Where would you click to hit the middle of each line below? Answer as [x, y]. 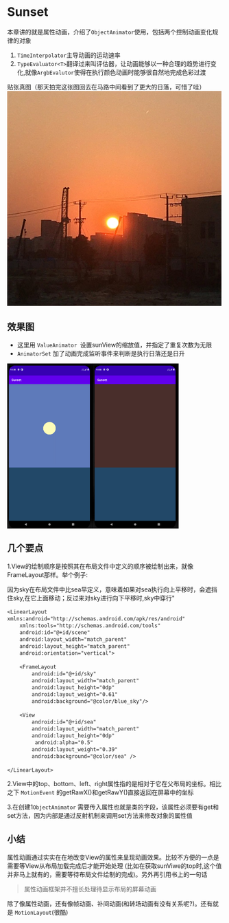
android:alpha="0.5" [64, 742]
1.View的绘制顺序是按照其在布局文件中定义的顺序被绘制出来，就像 [100, 566]
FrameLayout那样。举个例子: [47, 574]
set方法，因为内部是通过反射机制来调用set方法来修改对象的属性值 [100, 815]
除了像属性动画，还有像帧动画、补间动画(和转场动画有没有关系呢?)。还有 [110, 903]
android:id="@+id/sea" [64, 722]
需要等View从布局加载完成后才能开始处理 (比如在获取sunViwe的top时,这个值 [114, 866]
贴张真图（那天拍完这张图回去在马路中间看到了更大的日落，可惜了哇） [106, 87]
